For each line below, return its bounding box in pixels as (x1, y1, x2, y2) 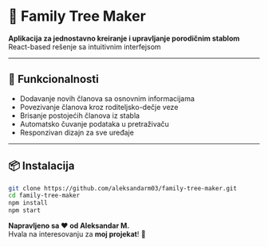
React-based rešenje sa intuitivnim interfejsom (8, 41, 161, 51)
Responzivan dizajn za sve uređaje (19, 127, 134, 137)
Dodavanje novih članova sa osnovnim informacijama (19, 93, 195, 103)
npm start (8, 206, 41, 214)
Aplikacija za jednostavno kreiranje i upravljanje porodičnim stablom (8, 33, 240, 43)
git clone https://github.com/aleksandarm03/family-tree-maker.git (8, 184, 238, 192)
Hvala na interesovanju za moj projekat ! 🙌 (8, 229, 146, 239)
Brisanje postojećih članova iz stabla (19, 111, 140, 120)
